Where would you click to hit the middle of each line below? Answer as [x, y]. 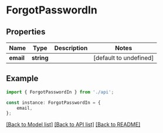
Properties [26, 32]
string [40, 58]
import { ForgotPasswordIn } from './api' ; [60, 92]
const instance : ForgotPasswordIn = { [53, 103]
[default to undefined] [123, 58]
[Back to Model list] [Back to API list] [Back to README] [73, 125]
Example [22, 78]
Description [71, 48]
